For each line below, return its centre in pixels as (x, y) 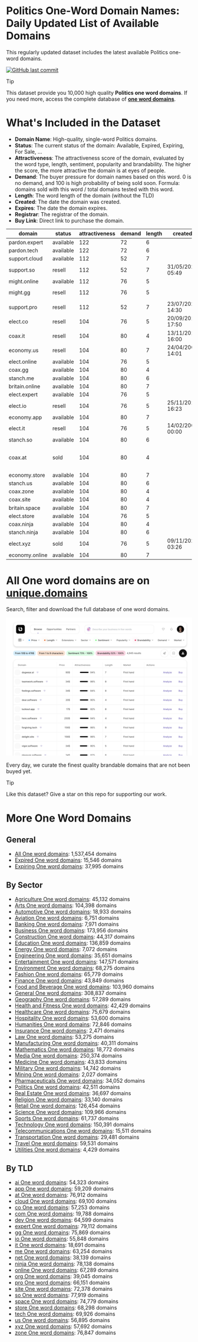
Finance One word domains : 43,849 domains (69, 981)
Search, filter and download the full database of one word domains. (88, 609)
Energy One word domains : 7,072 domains (66, 949)
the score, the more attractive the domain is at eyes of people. (90, 170)
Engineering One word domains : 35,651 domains (73, 955)
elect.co (18, 321)
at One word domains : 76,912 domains (61, 1195)
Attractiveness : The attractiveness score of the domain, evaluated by (99, 158)
